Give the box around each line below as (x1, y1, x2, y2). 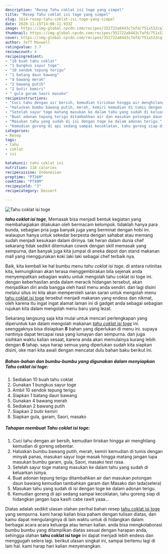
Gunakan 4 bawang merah (12, 397, 67, 403)
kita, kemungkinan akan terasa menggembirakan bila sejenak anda (5, 268, 142, 274)
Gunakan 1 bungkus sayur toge (12, 381, 76, 387)
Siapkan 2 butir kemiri (12, 408, 57, 414)
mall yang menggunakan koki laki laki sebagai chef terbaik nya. (5, 253, 135, 259)
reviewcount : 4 (5, 49, 37, 54)
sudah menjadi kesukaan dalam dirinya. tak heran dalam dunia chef (5, 237, 144, 243)
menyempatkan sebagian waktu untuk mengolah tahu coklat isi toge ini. (5, 273, 153, 279)
